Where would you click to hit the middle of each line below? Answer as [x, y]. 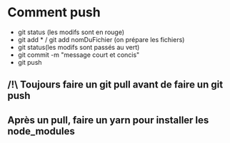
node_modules [41, 131]
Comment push [54, 12]
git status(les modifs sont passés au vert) [79, 47]
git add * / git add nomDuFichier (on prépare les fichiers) [101, 39]
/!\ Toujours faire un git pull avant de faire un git [115, 85]
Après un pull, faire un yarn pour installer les [108, 120]
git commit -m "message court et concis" [79, 55]
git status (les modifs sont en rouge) [71, 32]
